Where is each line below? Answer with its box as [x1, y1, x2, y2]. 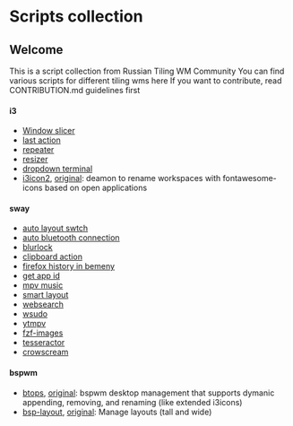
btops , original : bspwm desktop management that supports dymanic [22, 387, 275, 398]
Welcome [9, 42, 64, 57]
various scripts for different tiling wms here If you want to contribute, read [9, 75, 282, 86]
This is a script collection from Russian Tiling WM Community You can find [9, 65, 285, 76]
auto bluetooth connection [22, 232, 120, 243]
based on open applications [44, 182, 148, 194]
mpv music [22, 280, 64, 291]
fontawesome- [222, 173, 277, 184]
